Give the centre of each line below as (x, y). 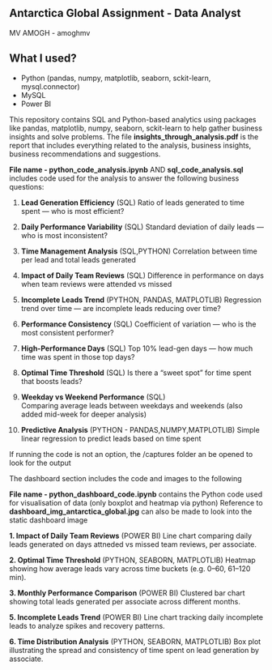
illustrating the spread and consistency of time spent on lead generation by (134, 650)
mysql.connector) (50, 86)
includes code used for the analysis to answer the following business (124, 178)
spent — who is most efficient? (72, 211)
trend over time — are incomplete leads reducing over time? (121, 308)
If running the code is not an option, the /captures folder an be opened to (131, 454)
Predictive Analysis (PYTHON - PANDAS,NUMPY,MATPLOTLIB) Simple (140, 429)
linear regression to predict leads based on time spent (111, 438)
